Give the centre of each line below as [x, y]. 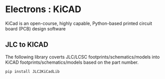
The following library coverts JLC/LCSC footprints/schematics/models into [82, 57]
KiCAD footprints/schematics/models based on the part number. [72, 62]
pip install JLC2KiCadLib [32, 71]
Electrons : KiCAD [43, 9]
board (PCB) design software [36, 28]
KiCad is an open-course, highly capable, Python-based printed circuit [79, 23]
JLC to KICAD [27, 45]
